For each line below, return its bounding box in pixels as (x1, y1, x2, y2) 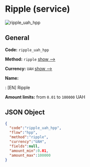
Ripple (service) (5, 3, 70, 15)
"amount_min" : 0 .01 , (9, 148, 49, 153)
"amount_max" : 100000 (9, 153, 51, 158)
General (5, 34, 30, 42)
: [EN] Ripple (5, 84, 30, 90)
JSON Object (5, 108, 45, 117)
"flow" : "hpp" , (9, 130, 38, 135)
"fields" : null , (9, 144, 40, 148)
